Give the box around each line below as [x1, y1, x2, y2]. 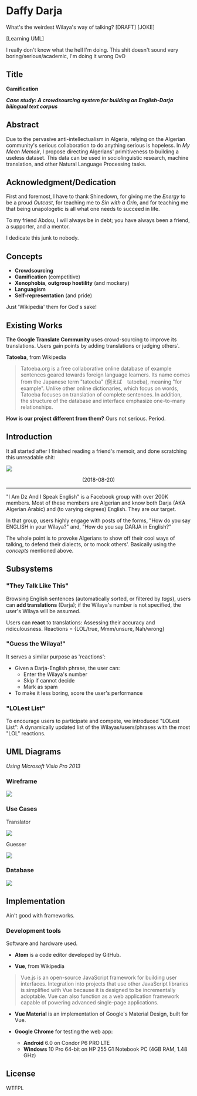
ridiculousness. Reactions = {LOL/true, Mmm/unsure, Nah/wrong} [6, 625, 165, 632]
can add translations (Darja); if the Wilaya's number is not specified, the [6, 601, 181, 608]
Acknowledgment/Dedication [6, 177, 116, 187]
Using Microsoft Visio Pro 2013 [6, 762, 81, 769]
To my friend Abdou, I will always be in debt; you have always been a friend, [6, 217, 190, 224]
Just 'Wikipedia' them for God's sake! [6, 304, 97, 311]
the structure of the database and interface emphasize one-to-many [20, 398, 186, 404]
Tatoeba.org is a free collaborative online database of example [20, 365, 172, 372]
